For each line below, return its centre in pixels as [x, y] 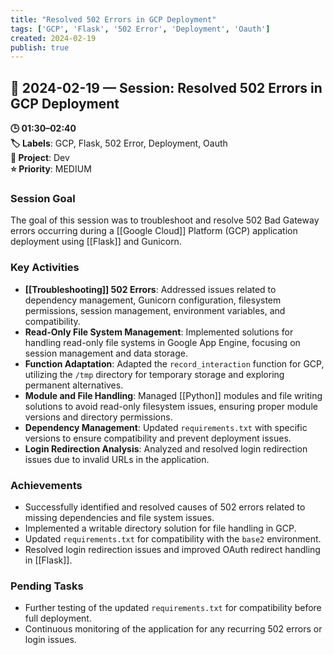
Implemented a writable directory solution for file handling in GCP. [160, 528]
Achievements [46, 485]
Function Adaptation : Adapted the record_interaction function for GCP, [174, 363]
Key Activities [45, 268]
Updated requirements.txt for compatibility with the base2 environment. [173, 538]
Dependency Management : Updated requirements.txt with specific [166, 427]
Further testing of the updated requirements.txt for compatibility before [173, 608]
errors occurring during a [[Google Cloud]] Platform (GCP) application [154, 231]
